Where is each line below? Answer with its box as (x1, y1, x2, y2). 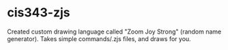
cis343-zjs (7, 5, 70, 21)
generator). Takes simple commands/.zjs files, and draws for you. (7, 34, 191, 42)
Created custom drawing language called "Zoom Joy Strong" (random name (7, 27, 222, 36)
